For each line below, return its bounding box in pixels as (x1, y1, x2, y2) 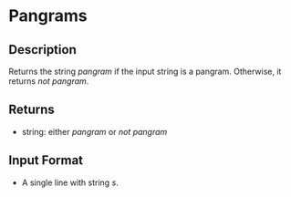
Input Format (8, 152, 84, 169)
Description (8, 42, 77, 57)
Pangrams (8, 5, 88, 26)
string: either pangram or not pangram (21, 126, 168, 137)
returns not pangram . (8, 76, 89, 87)
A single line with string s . (21, 177, 120, 188)
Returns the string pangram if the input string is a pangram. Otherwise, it (8, 66, 282, 77)
